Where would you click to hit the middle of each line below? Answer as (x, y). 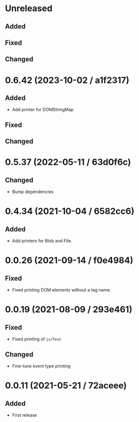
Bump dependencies (33, 192)
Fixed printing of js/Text (37, 339)
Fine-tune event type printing (41, 366)
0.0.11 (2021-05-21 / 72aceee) (66, 386)
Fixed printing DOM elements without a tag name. (62, 290)
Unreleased (29, 8)
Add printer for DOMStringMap (43, 110)
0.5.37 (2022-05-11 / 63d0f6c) (68, 162)
